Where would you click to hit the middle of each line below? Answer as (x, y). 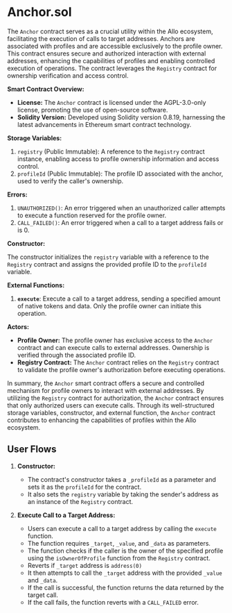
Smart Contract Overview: (46, 89)
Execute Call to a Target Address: (66, 515)
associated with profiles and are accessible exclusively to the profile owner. (115, 46)
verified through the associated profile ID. (77, 355)
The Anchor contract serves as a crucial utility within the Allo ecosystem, (110, 31)
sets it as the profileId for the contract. (84, 487)
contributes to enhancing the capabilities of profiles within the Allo (102, 420)
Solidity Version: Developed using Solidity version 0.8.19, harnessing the (121, 117)
